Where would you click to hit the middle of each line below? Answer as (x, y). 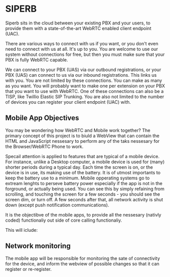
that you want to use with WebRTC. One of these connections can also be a (84, 91)
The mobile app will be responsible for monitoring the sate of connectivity (83, 258)
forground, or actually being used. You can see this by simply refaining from (85, 189)
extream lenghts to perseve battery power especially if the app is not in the (84, 183)
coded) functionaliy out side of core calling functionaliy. (64, 220)
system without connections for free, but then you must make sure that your (85, 54)
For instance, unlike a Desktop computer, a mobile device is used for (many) (85, 162)
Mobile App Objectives (42, 118)
